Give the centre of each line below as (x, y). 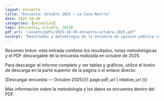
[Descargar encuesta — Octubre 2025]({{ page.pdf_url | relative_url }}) (76, 79)
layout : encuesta (23, 9)
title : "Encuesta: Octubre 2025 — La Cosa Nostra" (58, 14)
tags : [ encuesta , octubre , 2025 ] (39, 28)
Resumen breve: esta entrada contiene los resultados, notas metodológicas (81, 50)
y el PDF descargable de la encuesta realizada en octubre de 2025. (73, 55)
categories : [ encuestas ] (30, 23)
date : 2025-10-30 (23, 18)
